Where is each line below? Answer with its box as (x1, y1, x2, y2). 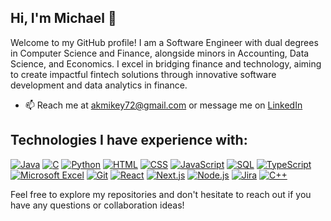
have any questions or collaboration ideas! (10, 199, 185, 211)
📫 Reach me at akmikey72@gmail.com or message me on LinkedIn (24, 99, 303, 111)
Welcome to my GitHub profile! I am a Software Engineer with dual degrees (10, 36, 319, 48)
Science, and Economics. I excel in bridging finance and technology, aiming (10, 57, 322, 70)
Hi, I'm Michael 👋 (10, 10, 117, 27)
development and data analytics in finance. (10, 79, 188, 91)
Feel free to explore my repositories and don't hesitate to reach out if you (10, 188, 312, 200)
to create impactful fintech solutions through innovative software (10, 68, 277, 80)
